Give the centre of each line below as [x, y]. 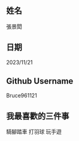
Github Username [40, 81]
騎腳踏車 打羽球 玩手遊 [34, 132]
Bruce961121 [22, 96]
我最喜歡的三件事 [38, 116]
